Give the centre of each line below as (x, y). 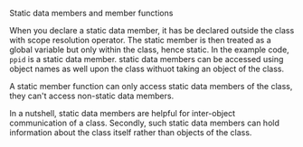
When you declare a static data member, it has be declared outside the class (152, 30)
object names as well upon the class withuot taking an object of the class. (147, 69)
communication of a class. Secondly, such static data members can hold (145, 123)
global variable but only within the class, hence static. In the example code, (149, 50)
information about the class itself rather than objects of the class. (131, 133)
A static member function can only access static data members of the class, (151, 86)
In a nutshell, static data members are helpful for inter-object (123, 113)
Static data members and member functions (91, 13)
